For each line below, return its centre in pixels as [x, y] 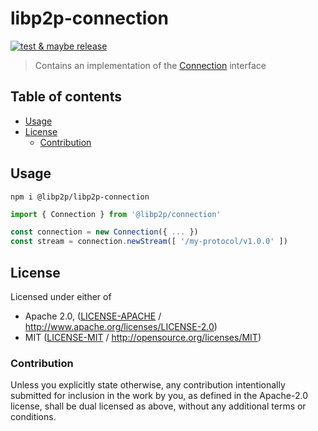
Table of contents [66, 97]
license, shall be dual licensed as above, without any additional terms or [158, 406]
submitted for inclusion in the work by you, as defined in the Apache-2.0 [159, 396]
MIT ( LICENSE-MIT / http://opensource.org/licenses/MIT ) [143, 337]
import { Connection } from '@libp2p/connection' [116, 214]
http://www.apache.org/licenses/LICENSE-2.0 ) [121, 326]
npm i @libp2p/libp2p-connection [80, 197]
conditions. [33, 417]
